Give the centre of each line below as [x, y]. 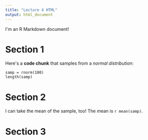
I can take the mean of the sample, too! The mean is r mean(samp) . [74, 111]
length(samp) [19, 77]
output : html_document [29, 15]
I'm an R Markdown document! [37, 29]
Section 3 [26, 131]
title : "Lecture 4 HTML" [31, 10]
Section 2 [26, 97]
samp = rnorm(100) [24, 73]
